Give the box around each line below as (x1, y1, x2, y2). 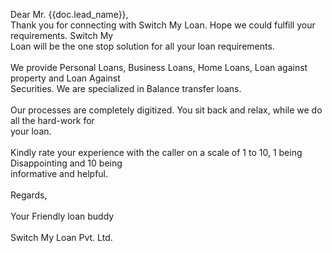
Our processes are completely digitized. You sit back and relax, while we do (10, 104, 323, 116)
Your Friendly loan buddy (10, 210, 115, 222)
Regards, (10, 189, 48, 201)
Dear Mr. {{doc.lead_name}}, (10, 9, 129, 20)
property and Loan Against (10, 72, 121, 84)
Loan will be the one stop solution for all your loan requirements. (10, 40, 275, 52)
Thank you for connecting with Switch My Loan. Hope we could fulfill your (10, 19, 316, 31)
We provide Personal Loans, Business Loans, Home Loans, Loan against (10, 62, 308, 73)
